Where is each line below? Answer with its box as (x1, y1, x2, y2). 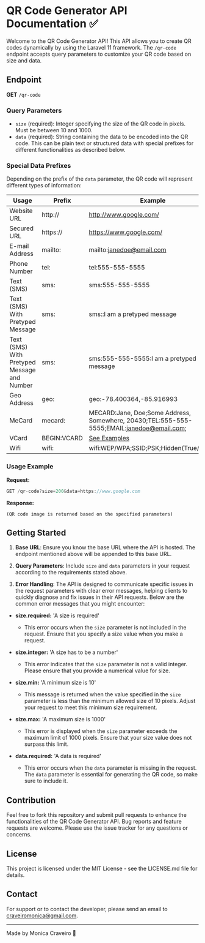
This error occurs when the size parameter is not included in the (24, 624, 187, 631)
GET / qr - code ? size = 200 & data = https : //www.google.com (6, 488, 140, 494)
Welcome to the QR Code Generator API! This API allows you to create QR (6, 37, 192, 45)
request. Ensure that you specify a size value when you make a (24, 630, 183, 637)
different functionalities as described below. (15, 146, 126, 154)
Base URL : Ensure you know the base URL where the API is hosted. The (15, 544, 196, 551)
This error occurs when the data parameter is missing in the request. (24, 764, 197, 772)
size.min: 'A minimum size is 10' (15, 679, 96, 686)
